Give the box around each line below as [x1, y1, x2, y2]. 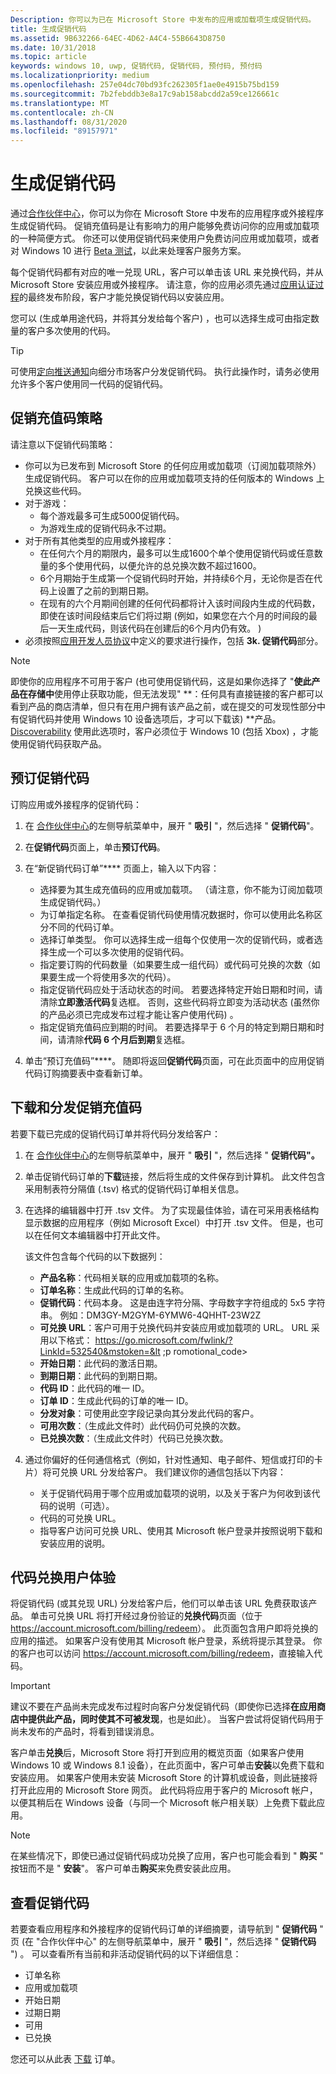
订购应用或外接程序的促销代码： [10, 798, 142, 810]
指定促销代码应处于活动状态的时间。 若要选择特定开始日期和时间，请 [39, 983, 323, 995]
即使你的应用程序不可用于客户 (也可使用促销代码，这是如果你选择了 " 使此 [10, 675, 312, 687]
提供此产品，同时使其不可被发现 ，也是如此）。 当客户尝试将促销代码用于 [27, 1713, 324, 1725]
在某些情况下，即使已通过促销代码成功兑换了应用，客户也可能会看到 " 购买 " [10, 1850, 324, 1862]
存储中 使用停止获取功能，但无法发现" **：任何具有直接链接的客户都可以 [27, 687, 324, 700]
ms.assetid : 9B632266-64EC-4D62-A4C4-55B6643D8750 [10, 33, 226, 43]
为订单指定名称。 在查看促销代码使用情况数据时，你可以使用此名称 [39, 908, 315, 920]
